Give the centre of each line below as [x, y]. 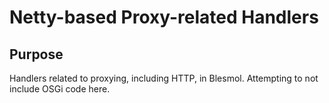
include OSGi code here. [60, 89]
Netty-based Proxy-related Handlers [164, 17]
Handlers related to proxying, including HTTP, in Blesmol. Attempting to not [164, 78]
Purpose [36, 54]
